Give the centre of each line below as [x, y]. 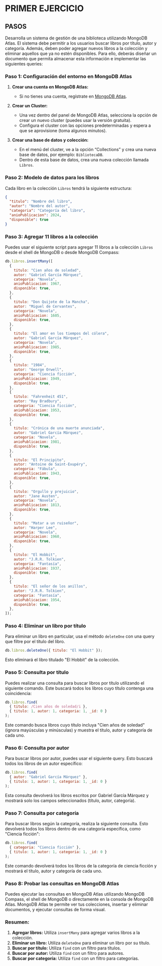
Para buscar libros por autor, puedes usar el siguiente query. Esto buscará [79, 759]
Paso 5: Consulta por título [37, 672]
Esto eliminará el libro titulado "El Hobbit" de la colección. [62, 660]
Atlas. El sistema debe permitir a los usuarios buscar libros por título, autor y [81, 43]
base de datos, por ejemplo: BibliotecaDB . [61, 155]
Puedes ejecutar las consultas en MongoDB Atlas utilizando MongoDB [75, 894]
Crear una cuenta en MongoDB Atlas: [50, 87]
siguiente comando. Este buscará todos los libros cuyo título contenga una [79, 688]
